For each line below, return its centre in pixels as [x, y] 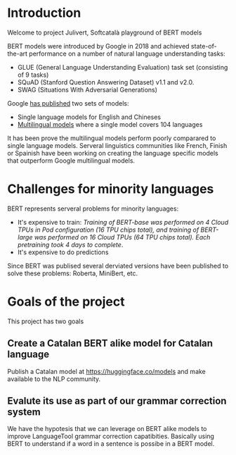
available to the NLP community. [54, 379]
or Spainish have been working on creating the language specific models [113, 153]
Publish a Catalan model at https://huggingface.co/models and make [106, 371]
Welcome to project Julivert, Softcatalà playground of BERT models [105, 32]
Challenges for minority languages [111, 189]
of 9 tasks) [33, 75]
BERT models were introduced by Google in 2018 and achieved [98, 46]
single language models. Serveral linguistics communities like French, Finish [117, 145]
